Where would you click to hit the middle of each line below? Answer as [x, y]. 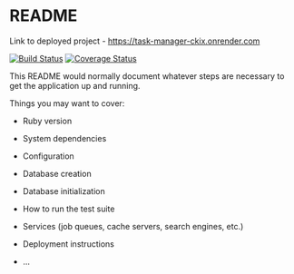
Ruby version [47, 121]
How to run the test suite [69, 209]
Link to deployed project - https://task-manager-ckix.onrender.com [135, 41]
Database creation [57, 173]
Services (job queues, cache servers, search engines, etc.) [133, 226]
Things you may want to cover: [67, 103]
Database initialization [64, 191]
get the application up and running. [75, 85]
